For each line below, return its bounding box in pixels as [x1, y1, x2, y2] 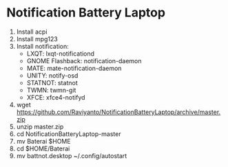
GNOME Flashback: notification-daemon [26, 56, 142, 65]
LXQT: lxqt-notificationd [26, 49, 94, 58]
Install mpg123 [16, 34, 58, 43]
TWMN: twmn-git [26, 86, 76, 94]
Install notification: [16, 42, 70, 50]
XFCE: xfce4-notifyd [26, 93, 85, 101]
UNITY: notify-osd [26, 71, 79, 80]
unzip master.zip [16, 122, 64, 131]
